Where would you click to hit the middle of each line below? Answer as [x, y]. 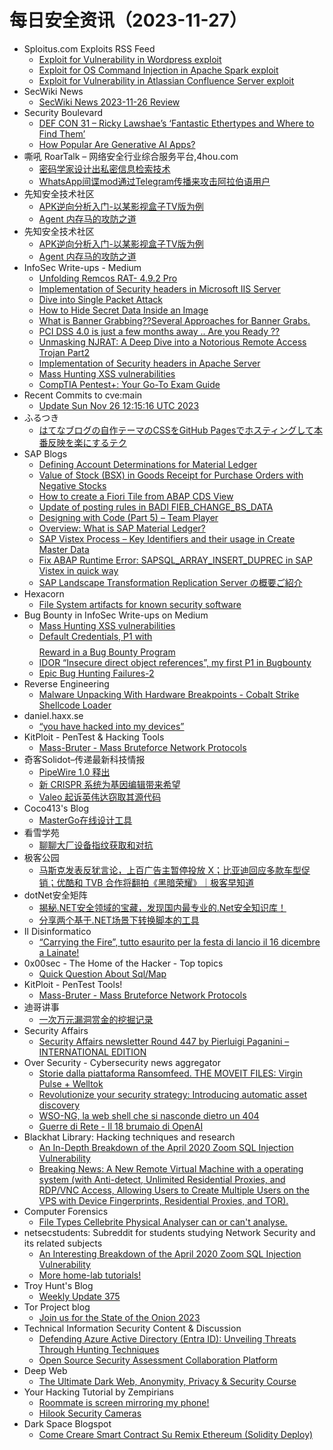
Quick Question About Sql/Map [102, 973]
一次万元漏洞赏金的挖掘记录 [96, 1019]
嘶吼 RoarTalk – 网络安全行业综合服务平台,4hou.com [131, 156]
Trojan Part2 [64, 352]
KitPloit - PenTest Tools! [73, 984]
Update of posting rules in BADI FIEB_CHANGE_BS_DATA [156, 507]
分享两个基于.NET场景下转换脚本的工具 [119, 920]
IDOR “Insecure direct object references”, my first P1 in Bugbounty [175, 662]
